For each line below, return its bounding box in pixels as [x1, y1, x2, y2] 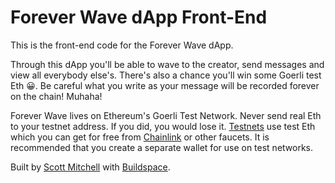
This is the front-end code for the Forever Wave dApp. [10, 39, 234, 51]
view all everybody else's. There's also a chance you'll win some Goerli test [10, 69, 322, 81]
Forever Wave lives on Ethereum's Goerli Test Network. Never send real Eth [10, 109, 322, 121]
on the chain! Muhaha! [10, 90, 103, 102]
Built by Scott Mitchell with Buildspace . [10, 161, 171, 173]
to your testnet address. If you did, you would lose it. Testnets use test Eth [10, 120, 316, 132]
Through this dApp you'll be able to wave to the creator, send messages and [10, 58, 325, 70]
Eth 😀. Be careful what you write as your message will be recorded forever [10, 79, 320, 91]
